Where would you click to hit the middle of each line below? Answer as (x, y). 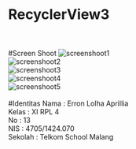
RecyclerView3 (59, 15)
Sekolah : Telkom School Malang (61, 136)
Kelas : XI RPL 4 (34, 111)
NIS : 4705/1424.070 (41, 129)
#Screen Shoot (33, 53)
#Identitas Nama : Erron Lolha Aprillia (68, 103)
